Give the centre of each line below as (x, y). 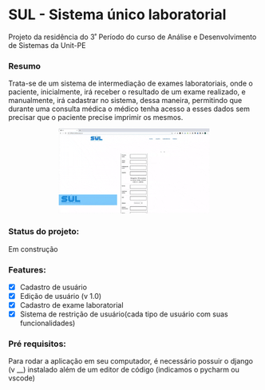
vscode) (22, 378)
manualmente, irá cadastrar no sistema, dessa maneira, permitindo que (125, 101)
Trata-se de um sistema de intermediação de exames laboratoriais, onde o (131, 84)
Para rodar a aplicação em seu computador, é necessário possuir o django (131, 361)
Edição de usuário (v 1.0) (61, 296)
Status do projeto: (44, 232)
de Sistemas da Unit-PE (47, 45)
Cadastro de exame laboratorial (71, 305)
